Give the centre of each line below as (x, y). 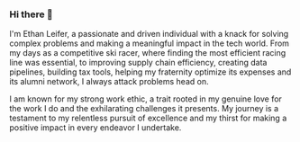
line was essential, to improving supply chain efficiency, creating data (138, 63)
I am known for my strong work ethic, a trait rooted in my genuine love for (145, 99)
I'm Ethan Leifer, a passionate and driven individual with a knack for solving (149, 34)
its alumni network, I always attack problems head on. (109, 82)
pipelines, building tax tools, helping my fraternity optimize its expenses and (150, 72)
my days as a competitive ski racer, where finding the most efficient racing (148, 53)
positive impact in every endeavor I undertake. (95, 128)
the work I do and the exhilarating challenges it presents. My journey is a (144, 109)
